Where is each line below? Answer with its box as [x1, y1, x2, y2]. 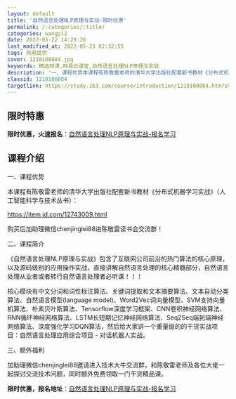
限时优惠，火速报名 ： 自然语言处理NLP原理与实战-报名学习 [7, 130, 176, 138]
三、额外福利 [7, 346, 44, 354]
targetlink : [7, 82, 42, 89]
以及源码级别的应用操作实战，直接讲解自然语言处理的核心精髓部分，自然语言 [7, 263, 229, 271]
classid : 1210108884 [7, 75, 68, 83]
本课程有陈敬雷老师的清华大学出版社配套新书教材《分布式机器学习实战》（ [7, 187, 220, 195]
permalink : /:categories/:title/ [7, 23, 105, 30]
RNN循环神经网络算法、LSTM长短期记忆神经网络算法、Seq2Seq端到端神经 [7, 313, 224, 322]
